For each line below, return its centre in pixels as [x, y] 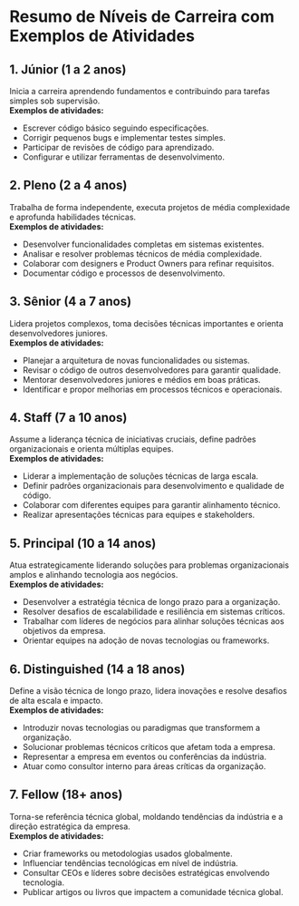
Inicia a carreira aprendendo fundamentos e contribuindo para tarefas [140, 91]
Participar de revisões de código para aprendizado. [118, 147]
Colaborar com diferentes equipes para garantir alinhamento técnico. [151, 505]
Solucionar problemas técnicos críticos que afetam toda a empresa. [149, 747]
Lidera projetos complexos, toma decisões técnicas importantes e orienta [146, 323]
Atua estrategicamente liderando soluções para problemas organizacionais [149, 565]
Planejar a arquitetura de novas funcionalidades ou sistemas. [136, 360]
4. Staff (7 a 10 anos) [68, 418]
